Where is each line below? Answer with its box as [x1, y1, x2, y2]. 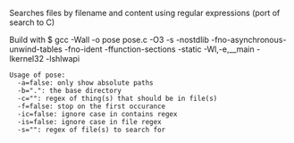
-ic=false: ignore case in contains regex [17, 110, 178, 119]
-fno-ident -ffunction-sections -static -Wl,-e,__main [63, 44, 255, 55]
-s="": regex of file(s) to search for [17, 125, 166, 134]
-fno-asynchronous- [211, 35, 287, 45]
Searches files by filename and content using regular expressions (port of [9, 8, 281, 18]
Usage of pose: [9, 71, 66, 80]
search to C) [9, 17, 55, 28]
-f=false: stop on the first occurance [17, 102, 166, 111]
